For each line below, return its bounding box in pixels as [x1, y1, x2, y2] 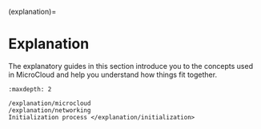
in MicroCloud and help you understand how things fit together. [8, 70, 218, 79]
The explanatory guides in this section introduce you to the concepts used [8, 61, 254, 71]
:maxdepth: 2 [8, 85, 52, 93]
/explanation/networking [8, 106, 91, 115]
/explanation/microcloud [8, 99, 91, 107]
